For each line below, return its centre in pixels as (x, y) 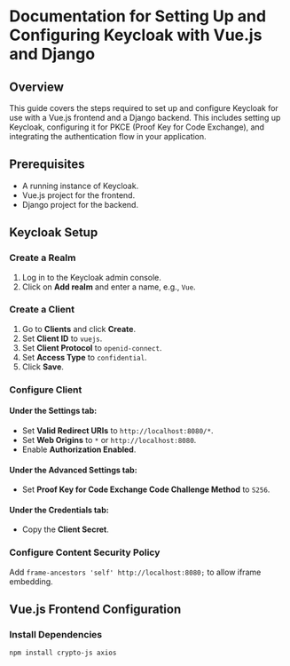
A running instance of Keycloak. (80, 186)
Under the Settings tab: (53, 411)
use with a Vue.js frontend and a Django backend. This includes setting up (145, 118)
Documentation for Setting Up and (138, 16)
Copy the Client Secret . (65, 529)
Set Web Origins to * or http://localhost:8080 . (109, 440)
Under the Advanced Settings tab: (73, 470)
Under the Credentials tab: (59, 510)
